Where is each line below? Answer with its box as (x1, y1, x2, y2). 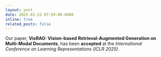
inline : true (5, 17, 33, 22)
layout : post (5, 7, 33, 13)
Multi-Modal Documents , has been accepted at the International (5, 41, 142, 47)
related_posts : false (5, 21, 51, 27)
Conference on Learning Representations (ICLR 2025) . (5, 46, 119, 52)
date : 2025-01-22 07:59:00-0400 (5, 12, 74, 17)
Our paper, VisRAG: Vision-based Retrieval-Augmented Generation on (5, 35, 156, 41)
